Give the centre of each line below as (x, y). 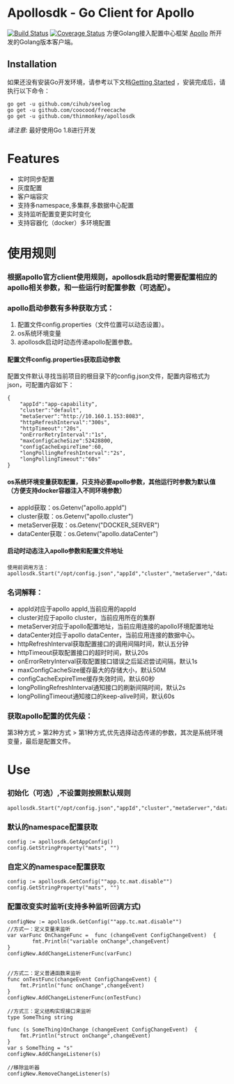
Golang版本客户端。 (48, 42)
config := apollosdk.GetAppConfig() (60, 842)
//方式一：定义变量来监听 (39, 929)
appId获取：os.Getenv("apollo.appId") (72, 507)
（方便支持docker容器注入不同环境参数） (67, 490)
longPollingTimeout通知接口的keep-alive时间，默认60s (96, 696)
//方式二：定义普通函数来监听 (44, 973)
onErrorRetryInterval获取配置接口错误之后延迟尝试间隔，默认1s (107, 661)
